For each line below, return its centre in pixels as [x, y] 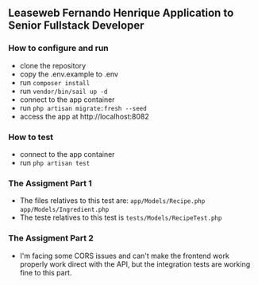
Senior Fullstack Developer [76, 26]
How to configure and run [58, 49]
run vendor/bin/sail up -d [64, 91]
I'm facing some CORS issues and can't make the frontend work [125, 256]
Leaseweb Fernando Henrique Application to [121, 13]
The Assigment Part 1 [50, 183]
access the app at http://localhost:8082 [84, 116]
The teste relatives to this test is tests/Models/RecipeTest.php [121, 217]
